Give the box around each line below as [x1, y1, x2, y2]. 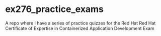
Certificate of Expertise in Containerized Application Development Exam [5, 25, 154, 31]
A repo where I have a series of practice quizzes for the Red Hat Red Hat [5, 20, 156, 26]
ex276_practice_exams [5, 3, 104, 15]
